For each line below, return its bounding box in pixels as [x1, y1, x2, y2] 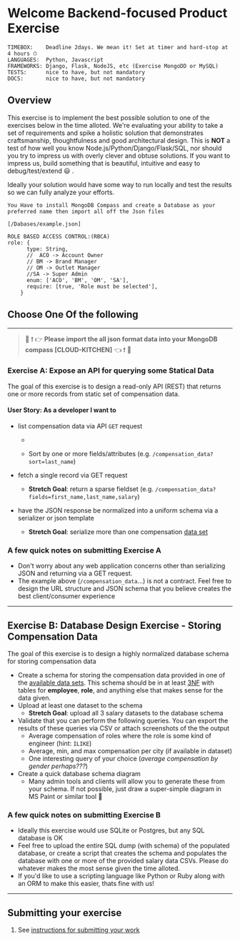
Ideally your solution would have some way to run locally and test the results [7, 180, 232, 188]
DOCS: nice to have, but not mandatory [7, 75, 145, 82]
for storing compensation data [7, 657, 96, 665]
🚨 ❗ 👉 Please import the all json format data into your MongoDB [24, 334, 218, 343]
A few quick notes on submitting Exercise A [7, 545, 162, 555]
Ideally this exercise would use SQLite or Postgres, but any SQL [17, 826, 205, 835]
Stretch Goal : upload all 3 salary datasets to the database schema [28, 709, 224, 718]
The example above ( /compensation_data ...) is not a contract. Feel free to [17, 577, 232, 585]
